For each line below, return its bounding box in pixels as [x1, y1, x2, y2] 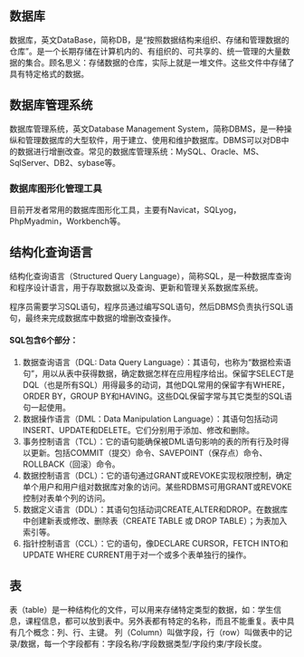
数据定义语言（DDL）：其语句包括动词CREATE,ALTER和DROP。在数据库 [22, 504, 288, 515]
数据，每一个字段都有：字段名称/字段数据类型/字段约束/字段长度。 [20, 638, 267, 649]
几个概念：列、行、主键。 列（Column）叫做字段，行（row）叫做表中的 [16, 626, 285, 637]
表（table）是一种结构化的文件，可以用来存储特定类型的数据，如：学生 [9, 604, 274, 614]
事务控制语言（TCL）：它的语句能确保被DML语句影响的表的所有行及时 [22, 436, 282, 447]
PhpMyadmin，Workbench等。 [9, 216, 126, 227]
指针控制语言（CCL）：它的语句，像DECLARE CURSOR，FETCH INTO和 [22, 537, 289, 548]
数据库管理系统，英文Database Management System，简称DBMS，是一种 [9, 123, 285, 134]
